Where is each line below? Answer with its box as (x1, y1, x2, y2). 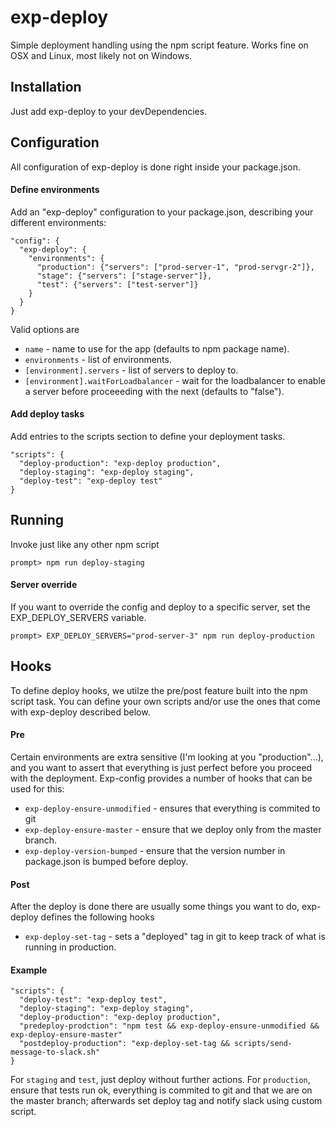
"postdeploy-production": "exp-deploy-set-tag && (19, 1039, 230, 1049)
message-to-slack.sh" (10, 1047, 101, 1058)
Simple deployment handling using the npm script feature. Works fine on (10, 39, 309, 51)
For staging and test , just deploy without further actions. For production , (10, 1074, 311, 1086)
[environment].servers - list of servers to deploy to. (24, 364, 239, 376)
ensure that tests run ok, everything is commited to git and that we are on (10, 1084, 313, 1096)
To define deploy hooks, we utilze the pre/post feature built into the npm (10, 684, 308, 696)
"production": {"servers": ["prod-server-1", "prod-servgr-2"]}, (36, 262, 315, 272)
